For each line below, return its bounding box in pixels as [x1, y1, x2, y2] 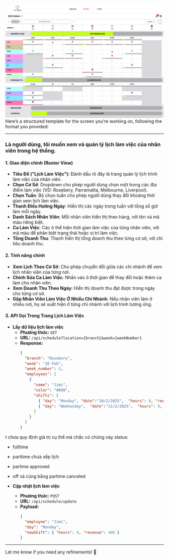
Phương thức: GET [20, 329, 57, 335]
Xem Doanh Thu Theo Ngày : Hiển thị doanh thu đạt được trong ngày [12, 285, 155, 291]
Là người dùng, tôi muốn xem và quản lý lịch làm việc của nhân [5, 141, 161, 148]
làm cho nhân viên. [12, 280, 52, 286]
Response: [20, 340, 43, 346]
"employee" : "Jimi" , [24, 519, 68, 524]
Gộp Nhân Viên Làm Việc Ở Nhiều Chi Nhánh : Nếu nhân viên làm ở [12, 295, 152, 302]
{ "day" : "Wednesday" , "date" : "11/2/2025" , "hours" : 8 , [38, 403, 162, 409]
